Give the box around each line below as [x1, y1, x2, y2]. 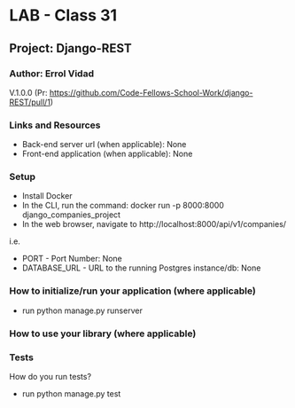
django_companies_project [21, 209, 121, 220]
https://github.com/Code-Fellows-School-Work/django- [49, 87, 253, 98]
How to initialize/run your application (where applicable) [9, 285, 257, 297]
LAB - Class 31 [9, 5, 118, 26]
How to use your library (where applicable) [9, 327, 197, 340]
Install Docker [21, 191, 73, 201]
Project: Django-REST [9, 41, 133, 56]
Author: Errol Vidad [9, 67, 95, 80]
